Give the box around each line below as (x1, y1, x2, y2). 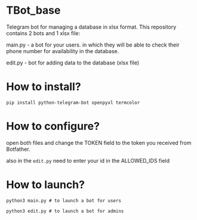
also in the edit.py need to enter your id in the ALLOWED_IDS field (6, 157, 170, 164)
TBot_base (6, 4, 61, 17)
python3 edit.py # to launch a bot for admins (6, 208, 124, 214)
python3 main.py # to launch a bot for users (6, 197, 121, 203)
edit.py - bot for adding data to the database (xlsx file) (6, 59, 140, 66)
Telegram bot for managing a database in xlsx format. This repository (6, 23, 177, 30)
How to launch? (6, 178, 85, 191)
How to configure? (6, 120, 100, 133)
